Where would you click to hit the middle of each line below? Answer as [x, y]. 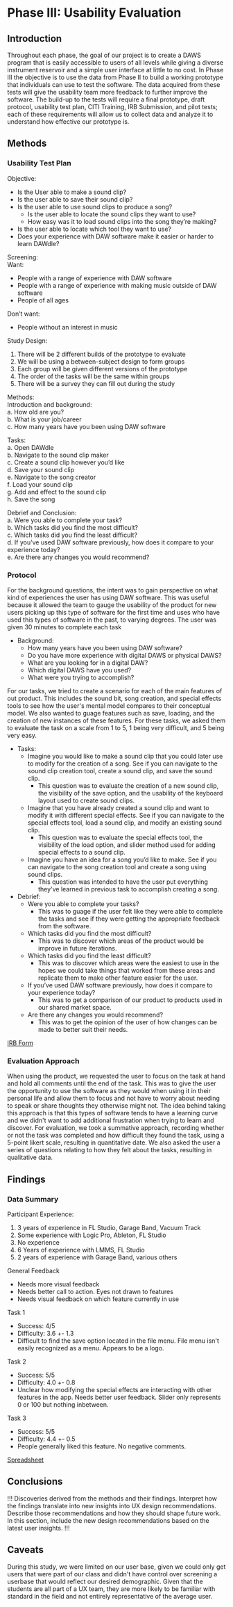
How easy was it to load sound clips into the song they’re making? [122, 221]
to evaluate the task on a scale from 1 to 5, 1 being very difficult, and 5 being [116, 727]
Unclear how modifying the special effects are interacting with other [114, 1389]
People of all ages [43, 300]
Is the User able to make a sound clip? [72, 192]
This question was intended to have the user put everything [123, 882]
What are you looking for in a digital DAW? [88, 663]
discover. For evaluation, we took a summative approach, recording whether [116, 1128]
